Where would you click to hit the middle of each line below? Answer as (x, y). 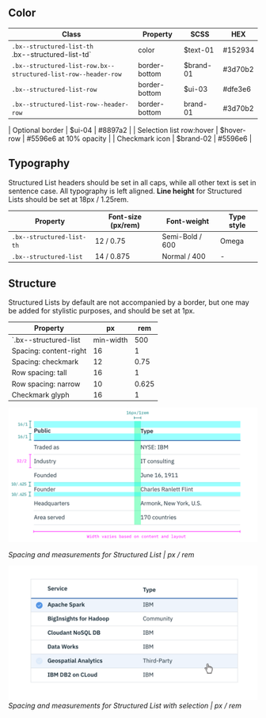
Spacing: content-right (49, 351)
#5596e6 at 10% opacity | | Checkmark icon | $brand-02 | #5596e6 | (139, 139)
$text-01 (199, 50)
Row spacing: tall (39, 373)
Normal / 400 (184, 256)
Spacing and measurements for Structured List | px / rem (101, 555)
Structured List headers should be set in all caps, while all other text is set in (132, 182)
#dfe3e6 (237, 89)
